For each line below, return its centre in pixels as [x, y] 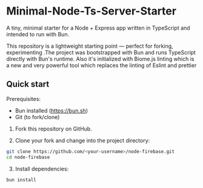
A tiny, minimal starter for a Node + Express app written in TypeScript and [98, 28]
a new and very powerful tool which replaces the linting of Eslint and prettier [101, 65]
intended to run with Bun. [38, 34]
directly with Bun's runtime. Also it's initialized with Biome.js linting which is [100, 59]
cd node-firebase [28, 157]
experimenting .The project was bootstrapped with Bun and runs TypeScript [101, 52]
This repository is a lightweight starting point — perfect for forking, [90, 46]
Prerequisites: [24, 99]
